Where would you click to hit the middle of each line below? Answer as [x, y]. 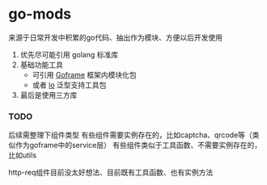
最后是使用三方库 [49, 95]
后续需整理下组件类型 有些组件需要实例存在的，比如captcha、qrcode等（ [130, 135]
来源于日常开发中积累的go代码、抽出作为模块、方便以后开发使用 [115, 37]
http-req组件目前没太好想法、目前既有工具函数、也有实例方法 [111, 172]
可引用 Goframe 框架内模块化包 [85, 74]
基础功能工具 [41, 65]
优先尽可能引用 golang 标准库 [69, 54]
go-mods [40, 14]
